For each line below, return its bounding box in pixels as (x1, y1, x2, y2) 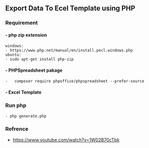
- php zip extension (5, 32, 47, 38)
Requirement (5, 19, 38, 26)
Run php (5, 102, 26, 109)
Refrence (5, 125, 29, 132)
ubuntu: (5, 52, 22, 57)
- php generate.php (5, 113, 47, 119)
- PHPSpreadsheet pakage (5, 67, 63, 73)
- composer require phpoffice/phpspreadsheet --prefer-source (5, 78, 144, 83)
